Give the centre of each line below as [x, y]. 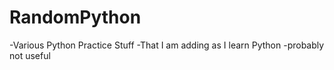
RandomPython [75, 17]
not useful [30, 55]
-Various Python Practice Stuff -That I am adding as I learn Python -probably [167, 45]
